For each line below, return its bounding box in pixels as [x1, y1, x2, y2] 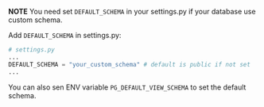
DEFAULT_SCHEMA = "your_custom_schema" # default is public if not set [8, 60, 250, 68]
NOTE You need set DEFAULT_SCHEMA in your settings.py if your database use [8, 7, 256, 16]
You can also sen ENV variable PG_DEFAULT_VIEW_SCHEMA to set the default [8, 82, 247, 92]
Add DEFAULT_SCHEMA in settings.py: [8, 31, 122, 40]
